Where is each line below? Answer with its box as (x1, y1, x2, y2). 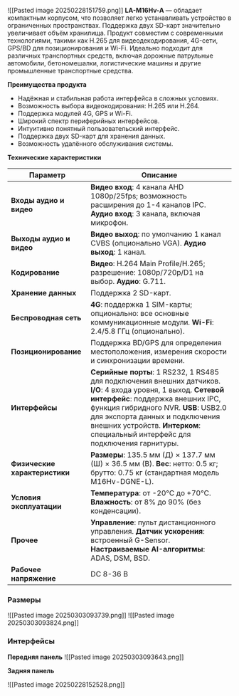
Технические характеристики (7, 153, 102, 162)
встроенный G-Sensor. (90, 535, 171, 545)
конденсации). (90, 506, 142, 515)
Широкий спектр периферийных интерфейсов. (17, 117, 160, 125)
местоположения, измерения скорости (90, 347, 228, 357)
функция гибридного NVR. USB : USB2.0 (90, 403, 227, 412)
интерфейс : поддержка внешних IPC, (90, 394, 221, 404)
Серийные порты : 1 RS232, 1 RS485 (90, 367, 219, 376)
